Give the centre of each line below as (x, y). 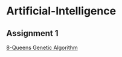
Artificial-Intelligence (61, 11)
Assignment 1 (32, 33)
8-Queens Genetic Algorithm (42, 47)
